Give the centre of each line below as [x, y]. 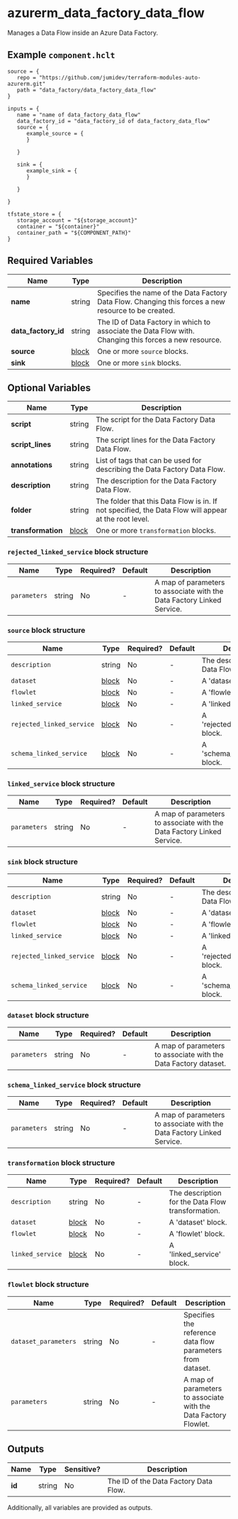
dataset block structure [49, 1015]
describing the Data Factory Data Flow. [160, 470]
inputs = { [23, 109]
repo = [27, 77]
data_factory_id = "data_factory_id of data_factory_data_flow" [114, 121]
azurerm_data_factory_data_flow [106, 13]
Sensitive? [82, 1469]
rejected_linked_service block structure [78, 552]
